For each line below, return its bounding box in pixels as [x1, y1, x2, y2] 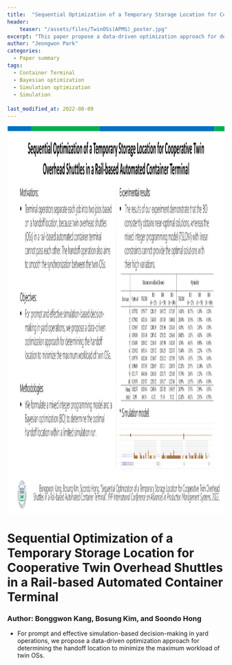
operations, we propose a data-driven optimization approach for [17, 637, 200, 645]
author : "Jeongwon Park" [7, 40, 78, 48]
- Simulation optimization [13, 83, 91, 91]
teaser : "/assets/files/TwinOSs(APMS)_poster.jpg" [19, 25, 168, 32]
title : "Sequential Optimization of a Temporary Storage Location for [7, 11, 217, 18]
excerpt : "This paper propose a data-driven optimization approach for [7, 33, 217, 40]
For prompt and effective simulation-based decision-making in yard [17, 629, 209, 637]
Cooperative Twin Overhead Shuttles [7, 560, 224, 575]
